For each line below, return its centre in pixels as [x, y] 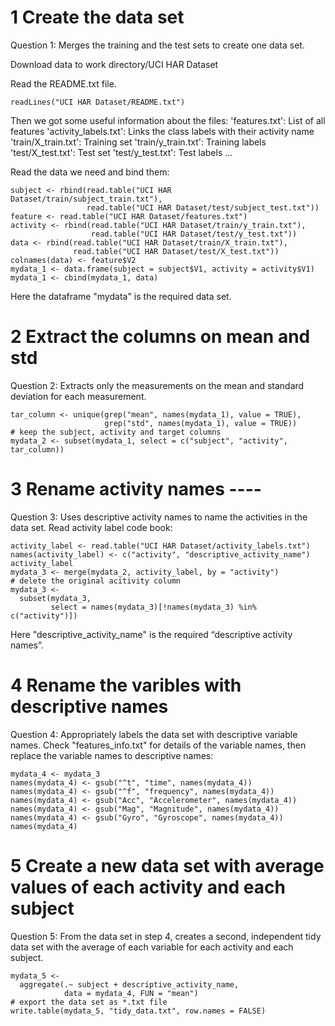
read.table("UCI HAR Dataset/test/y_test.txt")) [194, 234]
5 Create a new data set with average [167, 865]
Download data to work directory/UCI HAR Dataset [114, 64]
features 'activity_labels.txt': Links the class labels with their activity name [162, 131]
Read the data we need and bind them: [90, 172]
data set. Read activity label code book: [91, 527]
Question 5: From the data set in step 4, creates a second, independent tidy [166, 936]
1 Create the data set [97, 17]
